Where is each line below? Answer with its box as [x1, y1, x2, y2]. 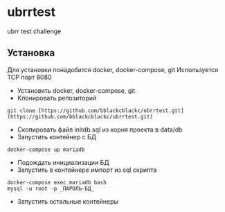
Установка [7, 47, 55, 59]
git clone [7, 107, 36, 114]
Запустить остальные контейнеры [17, 197, 119, 205]
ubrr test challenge [7, 27, 62, 35]
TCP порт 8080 [7, 73, 52, 81]
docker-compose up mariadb [7, 146, 85, 153]
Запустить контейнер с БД [17, 132, 97, 141]
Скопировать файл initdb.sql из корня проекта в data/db [17, 125, 183, 134]
